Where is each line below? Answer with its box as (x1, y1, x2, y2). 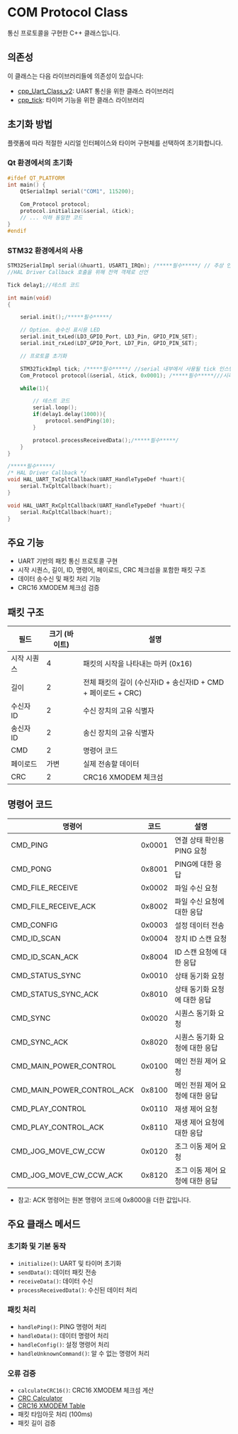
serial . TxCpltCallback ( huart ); (20, 483, 113, 490)
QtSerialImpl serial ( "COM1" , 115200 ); (20, 187, 135, 195)
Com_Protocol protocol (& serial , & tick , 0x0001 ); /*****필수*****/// (20, 372, 224, 379)
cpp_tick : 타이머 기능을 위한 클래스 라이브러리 (17, 95, 144, 104)
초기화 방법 (7, 119, 53, 131)
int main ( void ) (7, 294, 52, 302)
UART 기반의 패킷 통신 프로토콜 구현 (17, 557, 118, 565)
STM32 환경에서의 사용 (7, 246, 84, 256)
